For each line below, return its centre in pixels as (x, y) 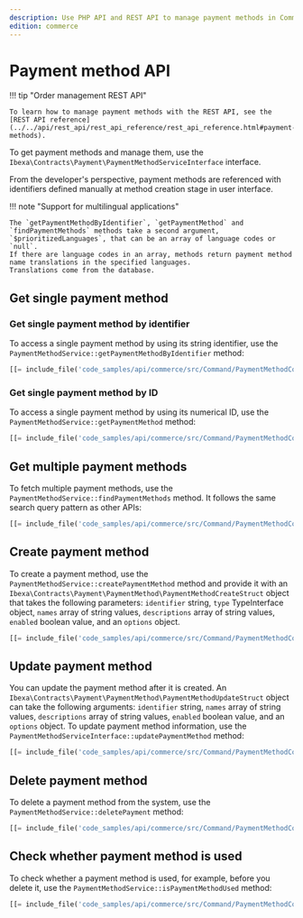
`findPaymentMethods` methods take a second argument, (115, 231)
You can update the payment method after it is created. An (118, 688)
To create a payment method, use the (79, 574)
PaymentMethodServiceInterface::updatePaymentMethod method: (127, 736)
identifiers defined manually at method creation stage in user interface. (141, 189)
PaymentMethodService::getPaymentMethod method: (103, 422)
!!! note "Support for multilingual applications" (94, 207)
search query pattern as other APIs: (76, 507)
